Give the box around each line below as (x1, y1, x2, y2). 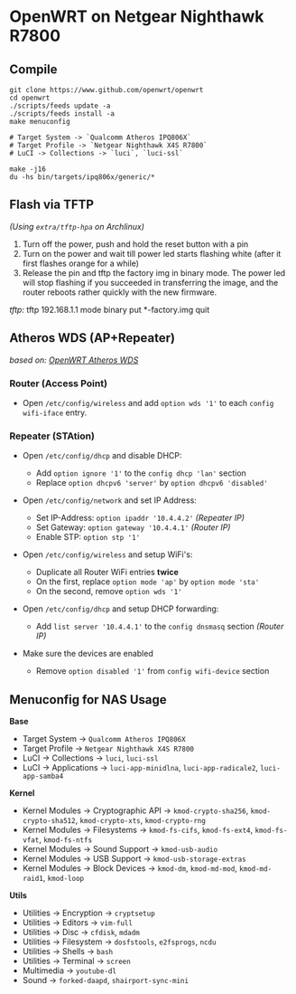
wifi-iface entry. (22, 407, 88, 418)
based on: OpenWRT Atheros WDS (9, 355, 139, 365)
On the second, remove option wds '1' (35, 586, 182, 597)
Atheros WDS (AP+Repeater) (9, 330, 176, 346)
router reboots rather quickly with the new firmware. (22, 287, 217, 298)
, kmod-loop (42, 873, 85, 884)
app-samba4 (22, 772, 64, 781)
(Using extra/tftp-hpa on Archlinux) (9, 221, 144, 232)
